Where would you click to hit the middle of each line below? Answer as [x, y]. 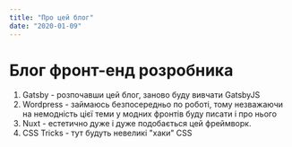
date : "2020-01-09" [46, 26]
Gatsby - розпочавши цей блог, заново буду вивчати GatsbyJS [141, 95]
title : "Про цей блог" [52, 17]
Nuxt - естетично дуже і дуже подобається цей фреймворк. [137, 124]
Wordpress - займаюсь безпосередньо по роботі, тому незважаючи [153, 105]
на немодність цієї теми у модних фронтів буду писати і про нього [150, 114]
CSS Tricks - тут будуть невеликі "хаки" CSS [107, 133]
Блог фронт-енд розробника [121, 70]
